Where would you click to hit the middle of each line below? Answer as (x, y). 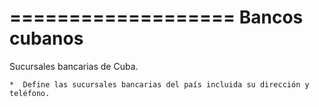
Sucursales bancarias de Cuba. (74, 66)
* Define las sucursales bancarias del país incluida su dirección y (159, 84)
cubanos (46, 38)
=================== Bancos (156, 17)
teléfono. (30, 93)
